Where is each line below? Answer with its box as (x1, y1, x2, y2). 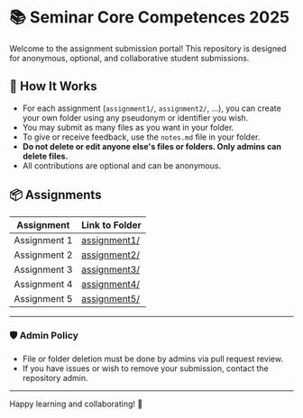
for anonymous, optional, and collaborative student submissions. (9, 52, 250, 63)
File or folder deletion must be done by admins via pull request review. (22, 353, 284, 364)
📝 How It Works (9, 78, 97, 95)
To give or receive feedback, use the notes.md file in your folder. (22, 132, 261, 142)
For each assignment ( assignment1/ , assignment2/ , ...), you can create (22, 103, 281, 114)
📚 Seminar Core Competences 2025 (9, 7, 290, 28)
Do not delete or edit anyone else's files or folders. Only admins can (22, 141, 282, 151)
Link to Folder (80, 218, 142, 231)
